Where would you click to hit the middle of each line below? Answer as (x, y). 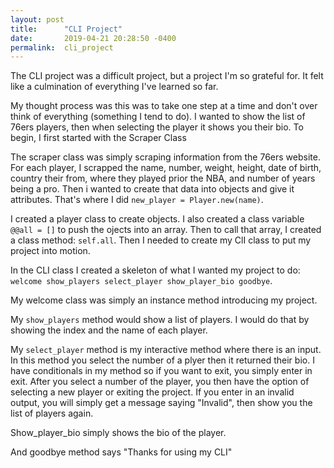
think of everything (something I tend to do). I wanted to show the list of (158, 117)
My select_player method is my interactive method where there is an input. (166, 350)
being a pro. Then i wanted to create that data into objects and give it (152, 189)
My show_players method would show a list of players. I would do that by (160, 320)
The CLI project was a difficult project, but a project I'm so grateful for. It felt (167, 76)
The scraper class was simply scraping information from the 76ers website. (165, 157)
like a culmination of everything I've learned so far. (114, 87)
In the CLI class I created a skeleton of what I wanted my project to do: (155, 270)
